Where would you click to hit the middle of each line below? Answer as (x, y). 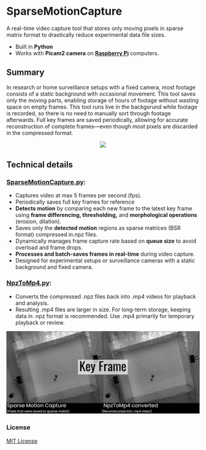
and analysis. (32, 303)
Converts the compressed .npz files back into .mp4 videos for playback (105, 296)
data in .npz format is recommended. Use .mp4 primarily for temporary (105, 316)
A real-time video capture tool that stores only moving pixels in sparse (95, 28)
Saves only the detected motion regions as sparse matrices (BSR (98, 228)
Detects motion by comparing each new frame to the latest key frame (104, 208)
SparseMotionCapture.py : (46, 182)
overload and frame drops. (49, 248)
